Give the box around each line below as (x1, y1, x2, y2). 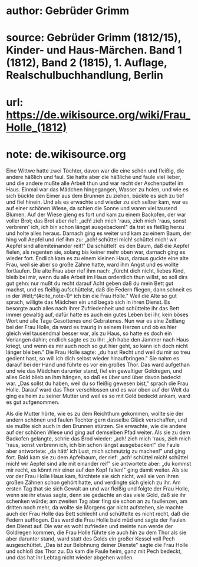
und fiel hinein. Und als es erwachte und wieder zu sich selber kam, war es (6, 198, 189, 205)
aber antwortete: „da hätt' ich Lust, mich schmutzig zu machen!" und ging (6, 447, 186, 455)
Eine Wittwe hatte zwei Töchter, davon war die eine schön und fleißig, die (6, 167, 184, 174)
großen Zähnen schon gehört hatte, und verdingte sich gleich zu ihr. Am (6, 479, 181, 486)
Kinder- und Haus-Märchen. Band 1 (6, 44, 183, 57)
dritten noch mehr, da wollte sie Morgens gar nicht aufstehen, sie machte (6, 503, 184, 510)
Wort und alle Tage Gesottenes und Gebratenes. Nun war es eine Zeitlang (6, 317, 185, 324)
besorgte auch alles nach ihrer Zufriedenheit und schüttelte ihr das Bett (6, 304, 180, 311)
